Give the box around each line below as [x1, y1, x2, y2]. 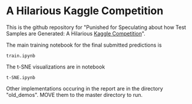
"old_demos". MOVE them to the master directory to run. [6, 91, 143, 98]
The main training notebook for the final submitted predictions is [6, 41, 162, 48]
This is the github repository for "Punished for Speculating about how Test [6, 24, 187, 31]
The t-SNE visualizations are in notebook [6, 63, 105, 70]
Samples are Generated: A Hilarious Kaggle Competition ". [6, 30, 145, 37]
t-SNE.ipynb [6, 74, 35, 80]
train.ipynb [6, 53, 35, 58]
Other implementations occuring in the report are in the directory [6, 84, 163, 92]
